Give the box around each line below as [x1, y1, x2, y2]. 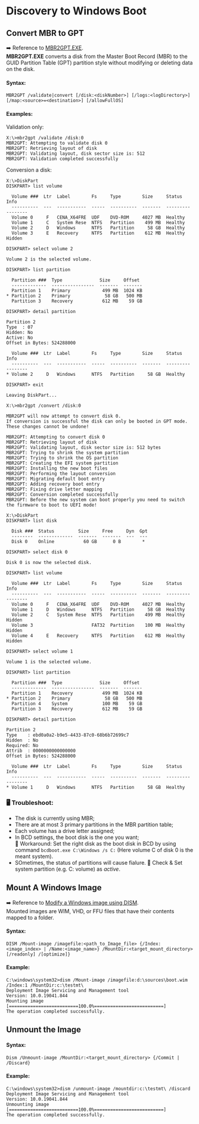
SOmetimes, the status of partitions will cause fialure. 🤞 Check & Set [14, 859, 183, 866]
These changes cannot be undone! [6, 424, 89, 430]
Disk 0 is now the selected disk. [6, 560, 92, 566]
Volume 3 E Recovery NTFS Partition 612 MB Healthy [11, 230, 185, 237]
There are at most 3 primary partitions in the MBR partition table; [14, 820, 174, 828]
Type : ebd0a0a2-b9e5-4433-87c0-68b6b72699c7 [6, 732, 129, 739]
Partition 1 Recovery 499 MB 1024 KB [11, 690, 143, 697]
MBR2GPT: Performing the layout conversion [6, 471, 116, 477]
